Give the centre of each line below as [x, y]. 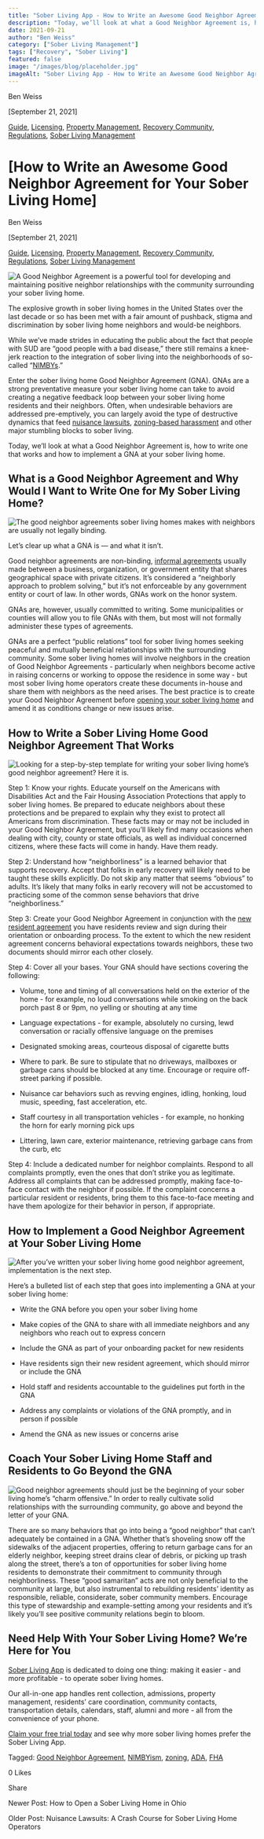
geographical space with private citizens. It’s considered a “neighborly [122, 578]
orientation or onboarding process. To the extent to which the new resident [130, 936]
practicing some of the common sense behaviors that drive [104, 895]
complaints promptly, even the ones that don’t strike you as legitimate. [122, 1173]
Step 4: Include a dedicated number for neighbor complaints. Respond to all [131, 1164]
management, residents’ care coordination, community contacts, [113, 1701]
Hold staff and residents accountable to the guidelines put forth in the [132, 1387]
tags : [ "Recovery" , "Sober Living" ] [68, 52]
